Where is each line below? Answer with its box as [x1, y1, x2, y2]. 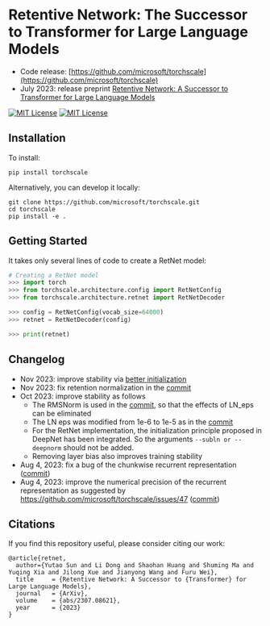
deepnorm [31, 444, 62, 453]
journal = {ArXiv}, [15, 590, 89, 598]
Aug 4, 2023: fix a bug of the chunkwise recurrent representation [19, 460, 237, 469]
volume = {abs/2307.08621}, [15, 597, 121, 605]
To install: [8, 152, 40, 162]
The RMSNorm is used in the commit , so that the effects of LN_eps [31, 399, 254, 409]
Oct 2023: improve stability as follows [19, 391, 147, 401]
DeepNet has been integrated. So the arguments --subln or [31, 434, 231, 444]
